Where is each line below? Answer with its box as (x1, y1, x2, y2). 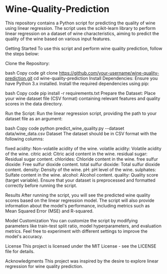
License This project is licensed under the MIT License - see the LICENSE (5, 243, 157, 249)
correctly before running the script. (5, 183, 77, 188)
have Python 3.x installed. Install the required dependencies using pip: (5, 81, 150, 87)
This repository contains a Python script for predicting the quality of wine (5, 20, 156, 26)
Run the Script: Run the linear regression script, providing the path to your (5, 110, 157, 116)
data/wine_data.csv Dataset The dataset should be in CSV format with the (5, 130, 157, 136)
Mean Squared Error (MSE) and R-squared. (5, 208, 94, 214)
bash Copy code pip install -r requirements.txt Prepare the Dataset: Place (5, 90, 156, 96)
